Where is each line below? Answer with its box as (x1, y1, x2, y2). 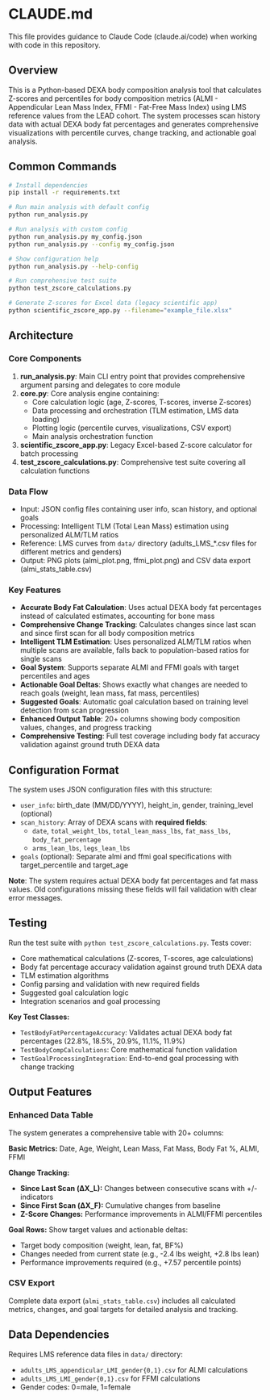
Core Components (8, 353, 82, 364)
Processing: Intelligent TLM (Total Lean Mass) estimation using (19, 521, 230, 531)
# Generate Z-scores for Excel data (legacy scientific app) (8, 299, 218, 307)
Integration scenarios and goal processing (19, 996, 161, 1005)
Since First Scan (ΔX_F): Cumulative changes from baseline (19, 1200, 221, 1210)
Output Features (8, 1085, 93, 1099)
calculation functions (19, 466, 90, 475)
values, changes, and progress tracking (19, 723, 152, 733)
